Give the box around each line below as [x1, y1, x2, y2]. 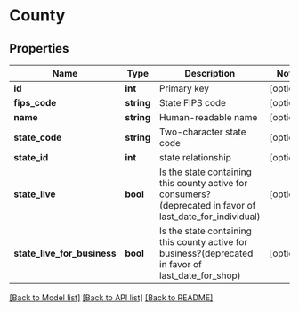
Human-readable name [158, 111, 258, 123]
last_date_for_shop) [158, 269, 242, 282]
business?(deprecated [158, 247, 254, 259]
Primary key [158, 82, 210, 94]
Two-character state [158, 126, 246, 138]
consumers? [158, 188, 211, 201]
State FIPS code [158, 97, 227, 109]
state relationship [158, 151, 231, 163]
